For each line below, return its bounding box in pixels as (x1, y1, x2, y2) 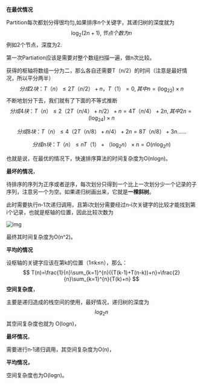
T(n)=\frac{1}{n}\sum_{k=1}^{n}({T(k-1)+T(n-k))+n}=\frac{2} (31, 269, 180, 276)
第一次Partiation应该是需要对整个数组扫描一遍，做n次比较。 (6, 54, 155, 61)
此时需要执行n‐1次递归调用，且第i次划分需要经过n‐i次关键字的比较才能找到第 (6, 201, 196, 209)
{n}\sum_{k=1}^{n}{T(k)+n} (63, 275, 131, 283)
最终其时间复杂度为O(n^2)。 (6, 233, 77, 241)
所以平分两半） (16, 74, 54, 81)
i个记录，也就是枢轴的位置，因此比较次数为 (6, 209, 114, 216)
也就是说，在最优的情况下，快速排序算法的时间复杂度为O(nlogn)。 (6, 155, 171, 162)
